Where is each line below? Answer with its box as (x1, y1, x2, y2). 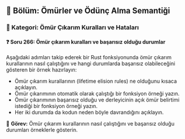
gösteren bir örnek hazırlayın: (6, 66, 77, 73)
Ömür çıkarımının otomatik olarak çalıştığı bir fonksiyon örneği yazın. (14, 90, 180, 97)
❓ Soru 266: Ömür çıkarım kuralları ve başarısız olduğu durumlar (6, 38, 166, 45)
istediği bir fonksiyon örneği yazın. (14, 102, 98, 109)
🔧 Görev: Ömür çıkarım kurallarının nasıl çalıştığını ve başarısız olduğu (6, 120, 174, 127)
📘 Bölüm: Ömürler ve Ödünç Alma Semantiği (6, 6, 170, 16)
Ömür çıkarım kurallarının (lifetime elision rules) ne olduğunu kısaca (14, 77, 177, 84)
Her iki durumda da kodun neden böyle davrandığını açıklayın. (14, 109, 164, 116)
